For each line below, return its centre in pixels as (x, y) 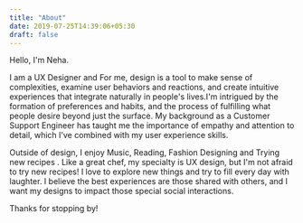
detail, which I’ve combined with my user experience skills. (119, 135)
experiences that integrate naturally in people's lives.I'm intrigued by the (144, 97)
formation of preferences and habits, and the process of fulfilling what (140, 107)
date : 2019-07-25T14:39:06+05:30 (72, 26)
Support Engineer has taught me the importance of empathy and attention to (152, 125)
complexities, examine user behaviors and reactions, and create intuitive (144, 88)
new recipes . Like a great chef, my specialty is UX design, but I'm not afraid (151, 163)
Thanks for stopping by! (54, 209)
